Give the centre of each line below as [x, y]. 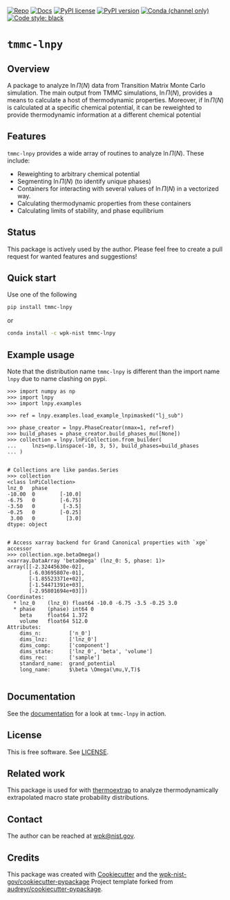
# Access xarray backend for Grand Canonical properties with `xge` [108, 543]
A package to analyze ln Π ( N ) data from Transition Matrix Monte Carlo [106, 85]
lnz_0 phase [28, 488]
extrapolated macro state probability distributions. [78, 798]
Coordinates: [26, 597]
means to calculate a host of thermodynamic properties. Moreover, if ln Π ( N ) [116, 100]
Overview [29, 69]
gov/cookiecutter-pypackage [48, 882]
